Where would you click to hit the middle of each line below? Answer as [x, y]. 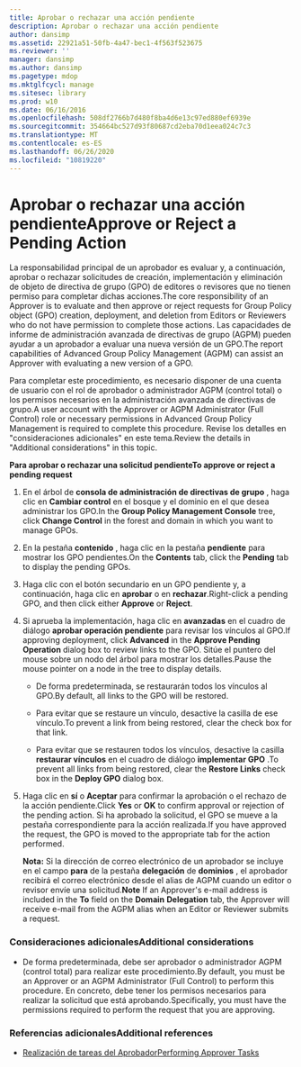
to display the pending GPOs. [76, 567]
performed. [43, 844]
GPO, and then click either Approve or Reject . [107, 603]
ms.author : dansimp [46, 68]
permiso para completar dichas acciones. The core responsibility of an [139, 296]
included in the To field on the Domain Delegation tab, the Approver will [156, 900]
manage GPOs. [50, 530]
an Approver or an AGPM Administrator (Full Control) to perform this [148, 981]
